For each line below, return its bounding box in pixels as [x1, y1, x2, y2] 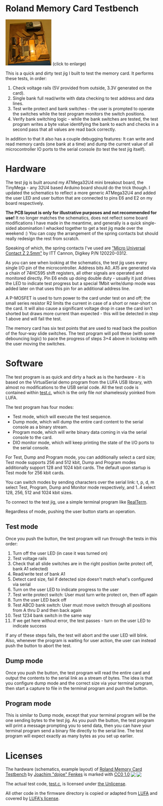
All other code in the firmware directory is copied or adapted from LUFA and [5, 790, 158, 796]
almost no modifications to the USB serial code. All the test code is [5, 384, 139, 390]
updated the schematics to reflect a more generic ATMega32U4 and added [5, 190, 156, 196]
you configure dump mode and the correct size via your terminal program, [5, 680, 154, 686]
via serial [12, 581, 31, 587]
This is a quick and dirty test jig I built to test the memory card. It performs [5, 70, 154, 76]
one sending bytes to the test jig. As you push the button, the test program [5, 718, 154, 724]
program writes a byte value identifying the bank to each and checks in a [12, 121, 159, 127]
